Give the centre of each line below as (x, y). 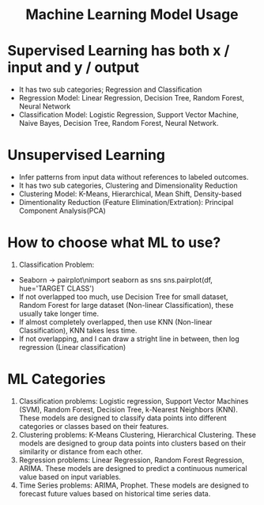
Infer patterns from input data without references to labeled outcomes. (134, 177)
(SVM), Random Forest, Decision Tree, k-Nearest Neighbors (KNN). (128, 409)
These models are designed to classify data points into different (123, 418)
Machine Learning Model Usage (132, 15)
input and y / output (74, 68)
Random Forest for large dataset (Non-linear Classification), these (126, 305)
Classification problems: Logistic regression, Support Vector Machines (134, 401)
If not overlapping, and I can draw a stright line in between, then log (129, 339)
